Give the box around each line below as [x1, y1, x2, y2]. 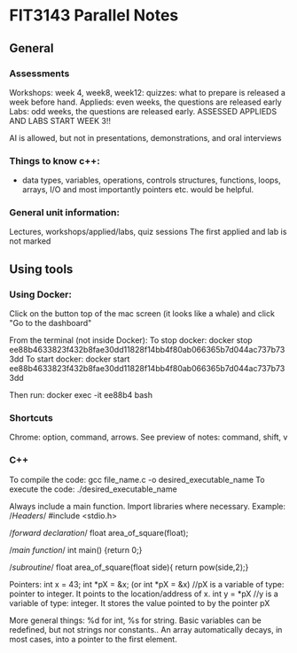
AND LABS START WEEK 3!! [9, 115, 111, 126]
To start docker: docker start [25, 354, 130, 364]
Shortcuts [9, 412, 53, 424]
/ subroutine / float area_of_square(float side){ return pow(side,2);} [9, 562, 249, 572]
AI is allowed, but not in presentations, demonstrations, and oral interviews [9, 132, 282, 143]
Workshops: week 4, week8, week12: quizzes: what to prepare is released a [9, 87, 286, 97]
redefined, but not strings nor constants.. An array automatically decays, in [9, 624, 283, 634]
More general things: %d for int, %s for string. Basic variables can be [9, 615, 262, 626]
